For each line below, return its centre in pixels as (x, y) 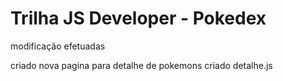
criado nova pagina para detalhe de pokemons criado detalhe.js (141, 65)
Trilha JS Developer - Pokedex (138, 18)
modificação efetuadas (58, 46)
